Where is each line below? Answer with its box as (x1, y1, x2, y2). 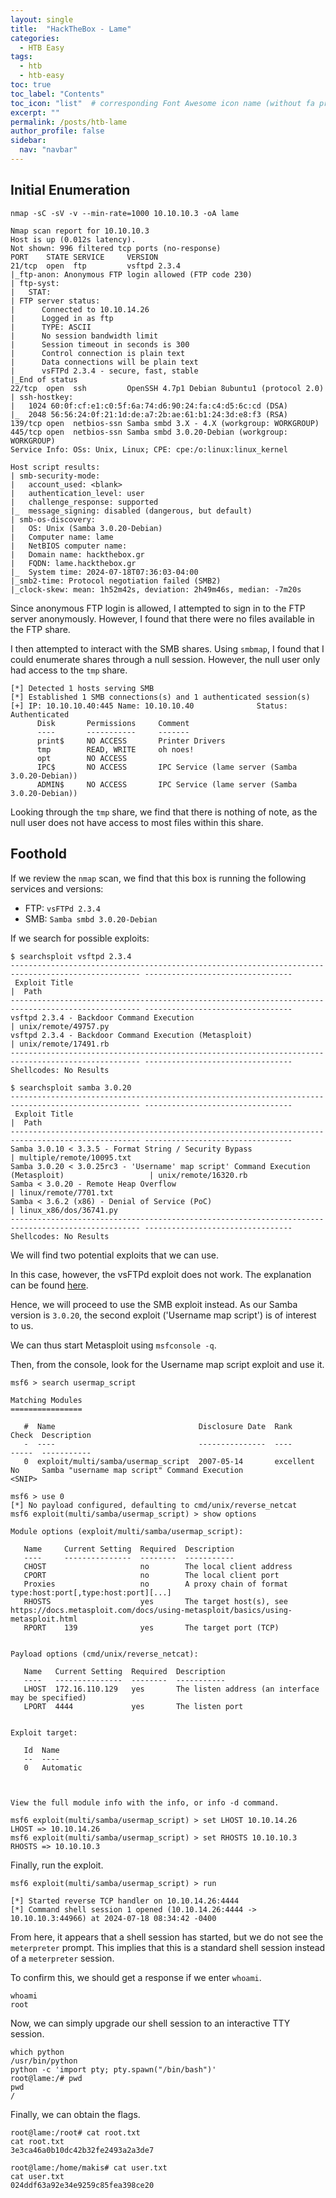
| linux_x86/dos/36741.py (10, 1205, 118, 1215)
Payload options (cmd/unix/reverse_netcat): (10, 1649, 199, 1659)
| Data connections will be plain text (10, 357, 199, 367)
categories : (10, 33, 60, 43)
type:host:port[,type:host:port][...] (10, 1587, 172, 1598)
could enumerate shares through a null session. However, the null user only (10, 653, 321, 665)
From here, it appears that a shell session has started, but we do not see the (10, 1931, 324, 1943)
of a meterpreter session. (10, 1952, 115, 1964)
